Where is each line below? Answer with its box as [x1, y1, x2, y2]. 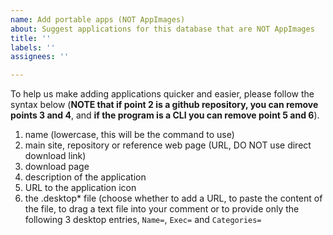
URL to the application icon [24, 182, 137, 194]
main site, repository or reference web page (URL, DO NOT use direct [24, 139, 312, 151]
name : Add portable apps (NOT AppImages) [10, 14, 186, 25]
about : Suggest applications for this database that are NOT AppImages [10, 24, 315, 34]
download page [24, 161, 90, 173]
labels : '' [10, 42, 56, 53]
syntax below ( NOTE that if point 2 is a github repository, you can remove [10, 99, 319, 111]
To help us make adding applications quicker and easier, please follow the [10, 88, 315, 100]
